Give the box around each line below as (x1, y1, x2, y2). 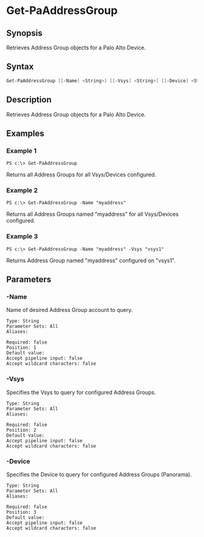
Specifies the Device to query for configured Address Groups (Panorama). (6, 471, 192, 478)
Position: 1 (6, 345, 36, 351)
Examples (6, 128, 44, 139)
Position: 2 (6, 427, 36, 433)
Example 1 (6, 147, 37, 155)
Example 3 (6, 232, 38, 241)
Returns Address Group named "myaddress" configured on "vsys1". (6, 257, 176, 264)
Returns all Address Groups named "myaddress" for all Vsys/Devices (6, 210, 179, 218)
